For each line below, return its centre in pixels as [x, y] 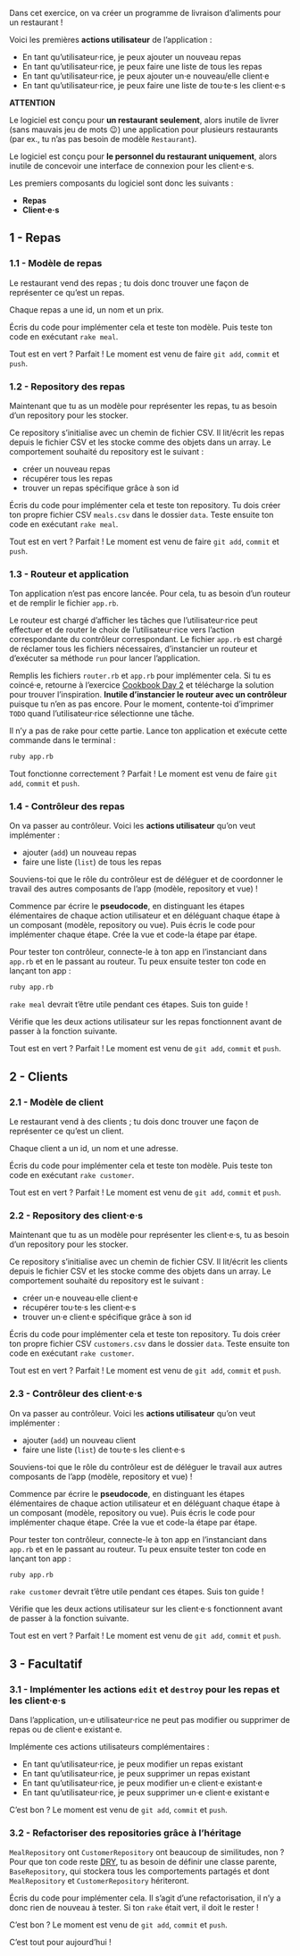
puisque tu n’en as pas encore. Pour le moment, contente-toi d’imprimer [142, 704]
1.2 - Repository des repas [67, 386]
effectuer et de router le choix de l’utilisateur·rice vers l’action [122, 630]
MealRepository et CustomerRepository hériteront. [99, 1881]
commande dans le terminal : [62, 740]
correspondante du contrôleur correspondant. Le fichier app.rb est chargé [146, 639]
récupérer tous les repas [67, 478]
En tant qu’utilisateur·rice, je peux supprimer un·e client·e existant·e [146, 1793]
